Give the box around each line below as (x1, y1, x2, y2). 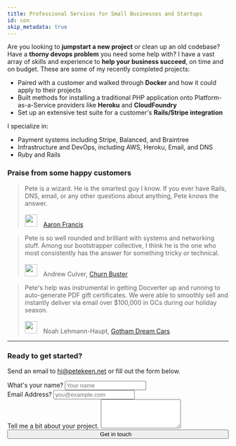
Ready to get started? (7, 350, 83, 360)
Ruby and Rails (17, 150, 61, 159)
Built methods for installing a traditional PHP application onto (17, 93, 193, 102)
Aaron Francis (43, 220, 84, 228)
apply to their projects (17, 86, 81, 95)
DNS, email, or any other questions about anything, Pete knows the (24, 191, 219, 200)
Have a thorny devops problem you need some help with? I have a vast (7, 50, 215, 58)
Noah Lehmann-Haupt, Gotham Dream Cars (43, 327, 171, 335)
